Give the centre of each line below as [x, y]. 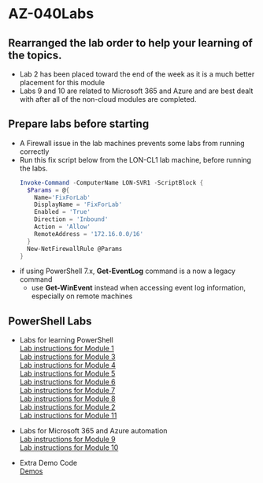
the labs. [34, 168]
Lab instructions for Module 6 [67, 382]
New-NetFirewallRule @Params [75, 249]
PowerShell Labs [50, 321]
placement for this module [62, 82]
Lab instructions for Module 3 [67, 357]
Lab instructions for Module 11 [68, 416]
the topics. [35, 55]
